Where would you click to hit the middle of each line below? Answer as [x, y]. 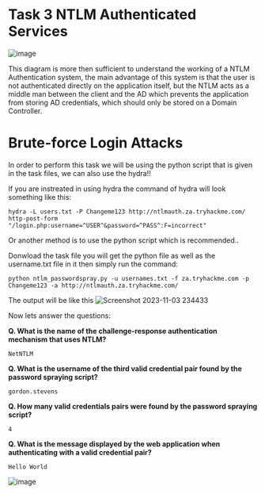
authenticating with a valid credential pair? [80, 452]
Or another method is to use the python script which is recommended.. [124, 240]
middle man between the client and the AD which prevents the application [129, 94]
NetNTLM [21, 354]
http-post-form [33, 218]
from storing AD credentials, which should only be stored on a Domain [123, 102]
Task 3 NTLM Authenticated [102, 15]
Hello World [28, 467]
